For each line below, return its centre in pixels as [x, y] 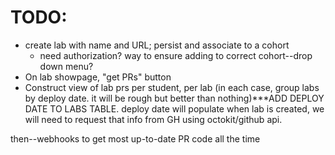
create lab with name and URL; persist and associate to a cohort [157, 45]
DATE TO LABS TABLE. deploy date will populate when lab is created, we [174, 108]
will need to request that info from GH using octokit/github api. [153, 119]
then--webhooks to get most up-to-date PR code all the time [135, 138]
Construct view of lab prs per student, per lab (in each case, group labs [172, 87]
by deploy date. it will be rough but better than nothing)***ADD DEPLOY [174, 98]
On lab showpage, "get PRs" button [98, 77]
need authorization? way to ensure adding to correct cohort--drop [176, 55]
